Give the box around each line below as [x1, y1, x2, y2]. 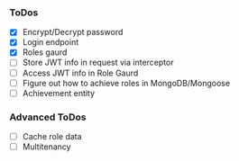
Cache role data [22, 131, 83, 142]
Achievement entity [22, 87, 96, 98]
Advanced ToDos [9, 111, 87, 123]
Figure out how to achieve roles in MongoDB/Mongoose [22, 77, 231, 88]
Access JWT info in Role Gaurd [22, 67, 139, 78]
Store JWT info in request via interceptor [22, 57, 174, 68]
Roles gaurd [22, 47, 68, 58]
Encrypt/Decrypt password [22, 27, 124, 38]
